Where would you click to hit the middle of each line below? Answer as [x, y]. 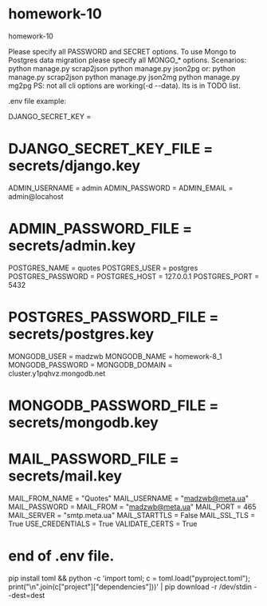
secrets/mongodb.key [84, 423]
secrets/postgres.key [81, 334]
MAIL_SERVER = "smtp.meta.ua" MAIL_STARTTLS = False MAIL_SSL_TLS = [132, 515]
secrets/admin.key [72, 246]
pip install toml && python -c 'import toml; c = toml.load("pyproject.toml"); [130, 578]
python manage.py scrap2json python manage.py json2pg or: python [122, 68]
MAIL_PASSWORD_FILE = [94, 459]
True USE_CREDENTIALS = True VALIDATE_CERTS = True [103, 524]
